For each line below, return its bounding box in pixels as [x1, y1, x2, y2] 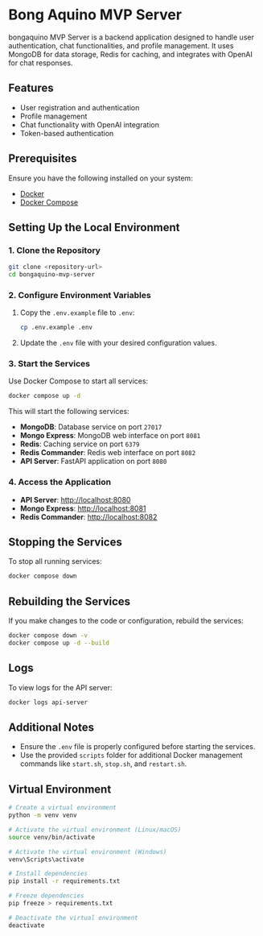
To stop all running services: [8, 557, 102, 566]
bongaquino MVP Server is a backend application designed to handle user [8, 32, 255, 42]
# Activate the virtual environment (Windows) [8, 847, 167, 855]
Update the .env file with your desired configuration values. [19, 338, 217, 348]
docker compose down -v [8, 632, 88, 640]
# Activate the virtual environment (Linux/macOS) [8, 826, 182, 834]
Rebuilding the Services [8, 594, 131, 608]
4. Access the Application [8, 477, 111, 488]
